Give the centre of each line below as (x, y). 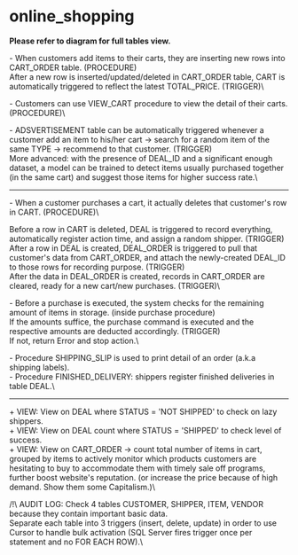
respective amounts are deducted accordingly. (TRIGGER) (115, 331)
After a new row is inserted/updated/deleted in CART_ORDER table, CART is (147, 76)
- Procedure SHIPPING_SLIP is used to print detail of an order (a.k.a (133, 357)
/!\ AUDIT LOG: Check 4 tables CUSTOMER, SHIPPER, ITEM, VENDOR (137, 504)
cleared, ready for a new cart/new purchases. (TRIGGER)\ (114, 285)
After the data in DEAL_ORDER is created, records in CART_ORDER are (137, 276)
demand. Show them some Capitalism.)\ (82, 487)
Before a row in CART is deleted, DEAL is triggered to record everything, (141, 229)
